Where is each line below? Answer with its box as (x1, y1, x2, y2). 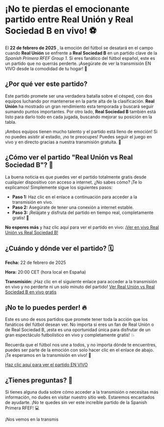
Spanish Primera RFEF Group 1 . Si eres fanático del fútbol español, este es (5, 55, 155, 61)
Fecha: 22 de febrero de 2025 (5, 260, 66, 266)
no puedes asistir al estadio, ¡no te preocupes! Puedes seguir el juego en (5, 133, 152, 139)
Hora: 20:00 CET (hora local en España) (5, 269, 86, 275)
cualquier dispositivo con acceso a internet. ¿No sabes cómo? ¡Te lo (5, 179, 142, 185)
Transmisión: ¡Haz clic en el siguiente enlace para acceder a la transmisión (5, 279, 158, 285)
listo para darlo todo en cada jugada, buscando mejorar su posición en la (5, 114, 153, 120)
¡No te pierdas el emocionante (5, 3, 130, 15)
